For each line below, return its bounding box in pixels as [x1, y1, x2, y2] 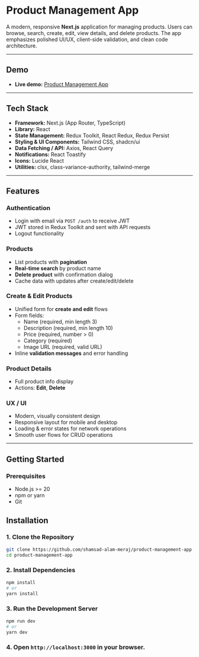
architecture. [6, 42, 37, 49]
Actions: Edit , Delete [14, 384, 66, 392]
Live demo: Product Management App [14, 81, 108, 88]
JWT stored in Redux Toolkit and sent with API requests [14, 224, 151, 231]
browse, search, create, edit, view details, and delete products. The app [6, 29, 182, 36]
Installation [6, 515, 49, 525]
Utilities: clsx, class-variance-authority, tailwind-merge [14, 163, 150, 170]
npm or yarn [14, 492, 45, 499]
